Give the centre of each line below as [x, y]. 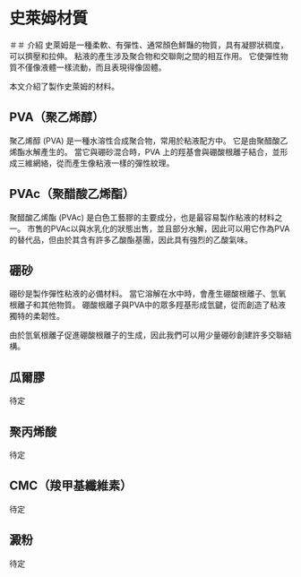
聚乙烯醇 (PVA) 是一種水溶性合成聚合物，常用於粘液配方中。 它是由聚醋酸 [145, 141]
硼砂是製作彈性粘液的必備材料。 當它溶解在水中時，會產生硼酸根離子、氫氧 [148, 294]
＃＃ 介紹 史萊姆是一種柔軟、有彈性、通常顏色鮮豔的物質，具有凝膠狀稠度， [149, 45]
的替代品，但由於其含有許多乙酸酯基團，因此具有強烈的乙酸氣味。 [131, 239]
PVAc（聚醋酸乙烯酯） [72, 194]
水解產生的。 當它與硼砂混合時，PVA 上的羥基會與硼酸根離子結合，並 [152, 151]
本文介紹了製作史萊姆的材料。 [64, 86]
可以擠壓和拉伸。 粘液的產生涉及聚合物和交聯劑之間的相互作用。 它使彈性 [145, 56]
